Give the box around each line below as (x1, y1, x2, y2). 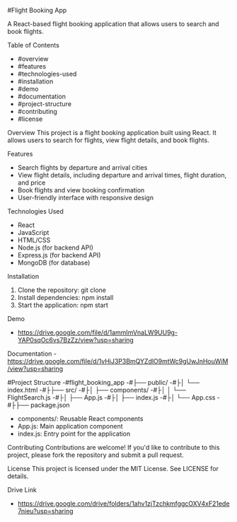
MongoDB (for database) (17, 258, 91, 267)
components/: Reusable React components (17, 414, 144, 423)
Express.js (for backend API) (17, 251, 101, 259)
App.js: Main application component (17, 422, 123, 430)
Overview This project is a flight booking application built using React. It (7, 129, 217, 137)
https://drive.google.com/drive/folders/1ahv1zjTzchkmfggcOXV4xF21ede (17, 499, 230, 508)
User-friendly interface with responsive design (17, 194, 154, 202)
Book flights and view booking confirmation (17, 186, 145, 194)
